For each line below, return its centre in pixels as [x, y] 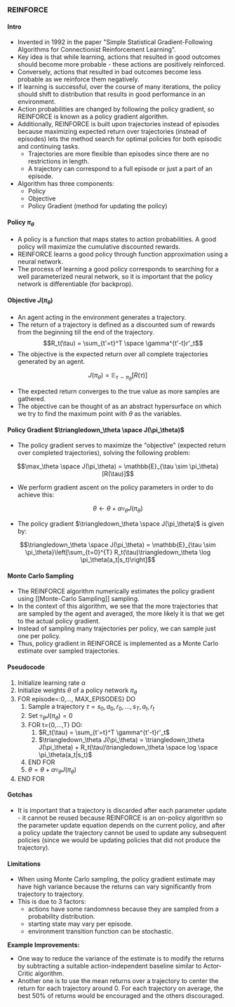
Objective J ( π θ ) [30, 301]
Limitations [24, 863]
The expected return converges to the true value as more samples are [119, 391]
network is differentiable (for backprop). [75, 284]
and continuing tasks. [48, 147]
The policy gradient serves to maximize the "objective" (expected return [122, 445]
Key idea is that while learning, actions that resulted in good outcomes [119, 57]
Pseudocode [26, 667]
